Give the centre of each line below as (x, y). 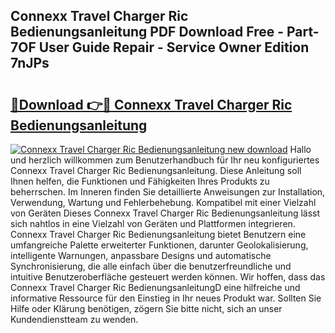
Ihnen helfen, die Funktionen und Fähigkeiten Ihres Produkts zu (140, 181)
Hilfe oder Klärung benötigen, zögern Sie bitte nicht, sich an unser (146, 308)
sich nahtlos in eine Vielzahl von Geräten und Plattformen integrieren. (153, 223)
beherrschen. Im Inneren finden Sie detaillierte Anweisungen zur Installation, (168, 192)
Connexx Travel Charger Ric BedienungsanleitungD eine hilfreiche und (155, 287)
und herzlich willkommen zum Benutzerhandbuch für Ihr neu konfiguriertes (165, 160)
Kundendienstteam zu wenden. (74, 319)
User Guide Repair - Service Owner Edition (174, 47)
